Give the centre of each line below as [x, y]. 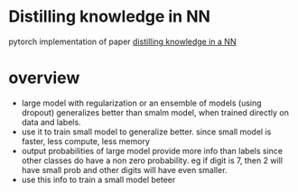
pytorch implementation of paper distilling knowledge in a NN [122, 41]
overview [44, 78]
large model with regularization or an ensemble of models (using [142, 103]
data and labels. [51, 122]
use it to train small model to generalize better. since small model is [146, 132]
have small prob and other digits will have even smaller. [124, 169]
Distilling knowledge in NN [110, 17]
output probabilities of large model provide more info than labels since [152, 151]
